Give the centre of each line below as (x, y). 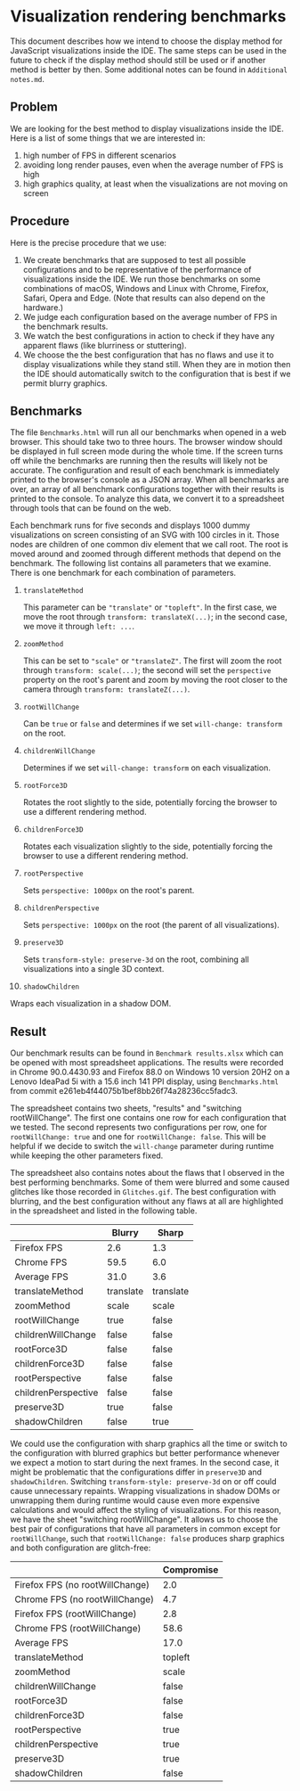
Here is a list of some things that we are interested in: (108, 138)
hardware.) (43, 307)
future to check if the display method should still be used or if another (138, 60)
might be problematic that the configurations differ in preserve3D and (136, 1472)
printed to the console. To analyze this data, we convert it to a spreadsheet (147, 499)
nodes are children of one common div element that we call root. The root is (149, 545)
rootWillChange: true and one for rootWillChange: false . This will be (138, 1137)
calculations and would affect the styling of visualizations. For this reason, (146, 1510)
